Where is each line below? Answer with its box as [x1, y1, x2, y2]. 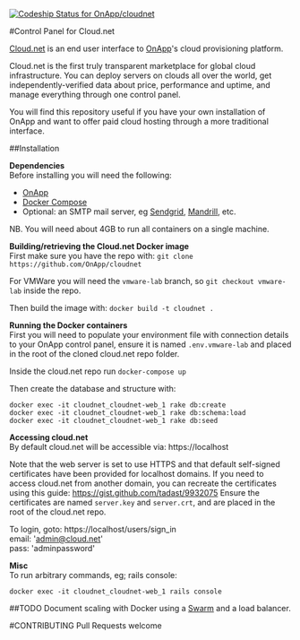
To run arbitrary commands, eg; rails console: [9, 570, 177, 580]
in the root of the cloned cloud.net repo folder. [9, 349, 180, 359]
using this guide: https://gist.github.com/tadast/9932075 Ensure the [9, 488, 260, 497]
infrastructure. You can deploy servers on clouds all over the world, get [9, 70, 272, 81]
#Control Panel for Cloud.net [9, 26, 115, 36]
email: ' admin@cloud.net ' [9, 533, 104, 544]
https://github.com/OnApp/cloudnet [9, 260, 142, 269]
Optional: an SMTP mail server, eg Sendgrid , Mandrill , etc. [21, 206, 236, 217]
